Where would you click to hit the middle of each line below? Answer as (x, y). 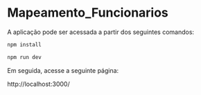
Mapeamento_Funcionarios (88, 13)
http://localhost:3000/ (39, 84)
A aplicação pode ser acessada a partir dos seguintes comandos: (101, 32)
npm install (24, 44)
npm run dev (24, 57)
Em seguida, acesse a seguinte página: (63, 70)
